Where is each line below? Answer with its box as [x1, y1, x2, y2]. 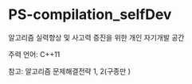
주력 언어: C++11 [8, 49, 61, 59]
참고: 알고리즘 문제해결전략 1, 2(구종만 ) [8, 66, 131, 76]
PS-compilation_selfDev [8, 6, 172, 24]
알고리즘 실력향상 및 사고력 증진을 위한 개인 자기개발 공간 [8, 32, 185, 42]
